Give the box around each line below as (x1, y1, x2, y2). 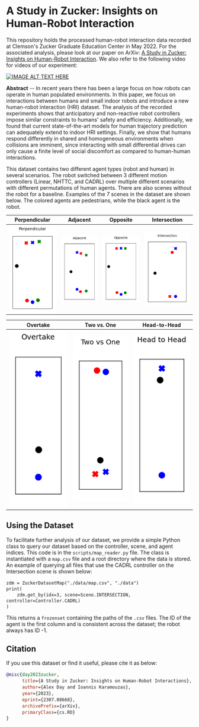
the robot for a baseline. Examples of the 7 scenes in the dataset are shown (6, 190, 191, 197)
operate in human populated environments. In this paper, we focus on (6, 91, 176, 98)
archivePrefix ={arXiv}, (21, 703, 81, 709)
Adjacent (68, 216, 91, 224)
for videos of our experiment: (6, 61, 78, 69)
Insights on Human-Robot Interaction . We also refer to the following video (6, 55, 185, 62)
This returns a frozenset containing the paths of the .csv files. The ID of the (6, 614, 191, 621)
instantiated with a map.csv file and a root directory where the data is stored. (6, 555, 192, 562)
